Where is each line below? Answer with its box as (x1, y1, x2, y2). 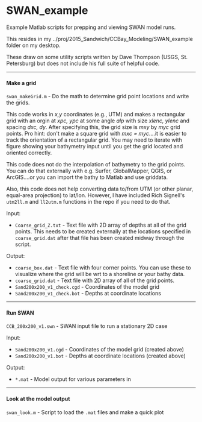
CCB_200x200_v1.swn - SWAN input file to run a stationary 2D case (6, 323, 168, 330)
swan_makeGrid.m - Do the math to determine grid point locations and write (6, 93, 189, 100)
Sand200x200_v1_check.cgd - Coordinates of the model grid (14, 283, 160, 291)
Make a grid (6, 79, 37, 86)
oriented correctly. (6, 149, 52, 157)
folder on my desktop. (6, 42, 61, 49)
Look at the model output (6, 395, 70, 402)
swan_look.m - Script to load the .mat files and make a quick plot (6, 408, 164, 416)
